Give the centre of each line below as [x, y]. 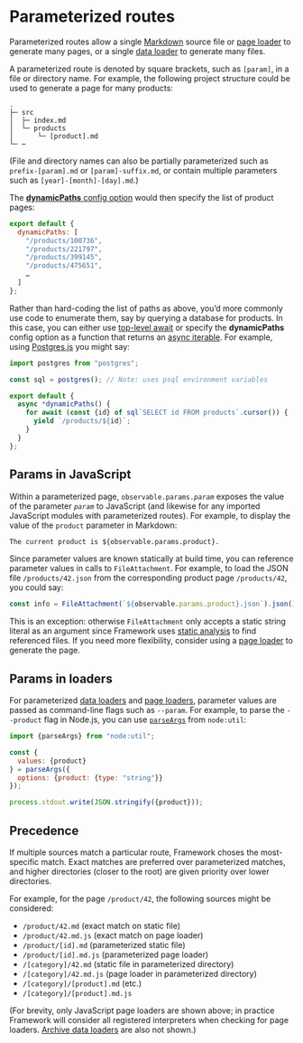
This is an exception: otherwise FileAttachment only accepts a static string [148, 622]
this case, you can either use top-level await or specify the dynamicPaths [147, 327]
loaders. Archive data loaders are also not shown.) [103, 1029]
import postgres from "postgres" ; [74, 363]
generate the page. [45, 650]
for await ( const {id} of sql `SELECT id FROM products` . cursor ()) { [157, 413]
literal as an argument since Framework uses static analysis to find [133, 631]
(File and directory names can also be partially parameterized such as [139, 161]
